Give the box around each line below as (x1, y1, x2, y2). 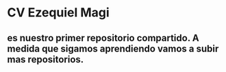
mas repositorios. (7, 53, 84, 65)
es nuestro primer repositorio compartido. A (7, 32, 200, 44)
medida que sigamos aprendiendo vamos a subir (7, 43, 219, 54)
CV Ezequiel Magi (7, 5, 110, 21)
